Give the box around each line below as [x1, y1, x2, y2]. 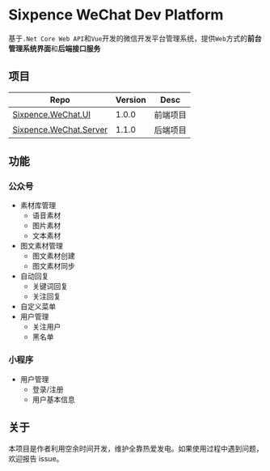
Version [116, 94, 147, 105]
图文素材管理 [19, 241, 63, 251]
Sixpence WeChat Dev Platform [8, 6, 224, 24]
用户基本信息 [32, 394, 75, 404]
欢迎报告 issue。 [8, 453, 64, 463]
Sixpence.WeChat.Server [12, 124, 108, 135]
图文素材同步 [32, 261, 75, 271]
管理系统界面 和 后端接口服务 [8, 43, 101, 53]
